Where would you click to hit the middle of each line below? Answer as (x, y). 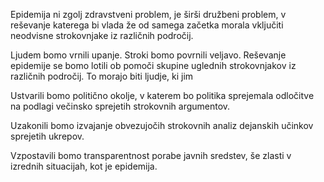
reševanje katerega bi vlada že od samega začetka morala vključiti (147, 25)
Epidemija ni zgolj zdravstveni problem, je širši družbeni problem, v (148, 14)
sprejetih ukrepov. (47, 136)
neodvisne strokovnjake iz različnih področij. (102, 35)
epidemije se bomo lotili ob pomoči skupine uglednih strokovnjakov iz (153, 65)
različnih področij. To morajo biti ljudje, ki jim (102, 76)
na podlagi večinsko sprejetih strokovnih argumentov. (120, 106)
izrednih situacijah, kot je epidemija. (84, 166)
